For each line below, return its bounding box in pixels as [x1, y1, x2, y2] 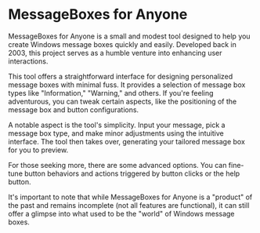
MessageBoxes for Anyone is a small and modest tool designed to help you [8, 31, 251, 41]
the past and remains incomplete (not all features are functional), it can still [8, 200, 250, 209]
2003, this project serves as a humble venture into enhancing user [8, 48, 222, 57]
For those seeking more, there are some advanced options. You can [8, 160, 227, 169]
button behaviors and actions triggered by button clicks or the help [24, 169, 240, 178]
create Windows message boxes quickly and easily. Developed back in [8, 39, 237, 49]
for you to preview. [8, 145, 69, 155]
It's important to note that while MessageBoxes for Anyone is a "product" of [8, 192, 253, 202]
